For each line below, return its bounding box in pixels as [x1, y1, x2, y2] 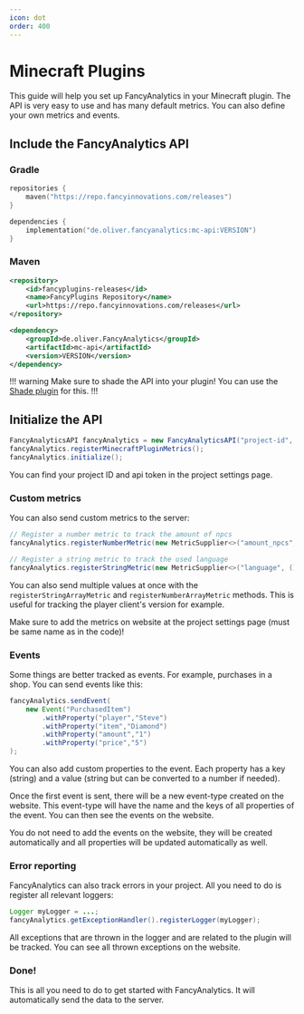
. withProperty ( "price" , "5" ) [42, 739, 147, 748]
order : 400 [9, 22, 51, 31]
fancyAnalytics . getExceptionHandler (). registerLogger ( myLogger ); [9, 916, 261, 925]
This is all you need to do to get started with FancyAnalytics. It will [9, 985, 255, 996]
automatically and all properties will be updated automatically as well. [9, 837, 269, 848]
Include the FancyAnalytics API [9, 136, 190, 151]
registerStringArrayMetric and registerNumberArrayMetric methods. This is [9, 589, 294, 600]
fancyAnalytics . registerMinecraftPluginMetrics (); [9, 445, 204, 454]
